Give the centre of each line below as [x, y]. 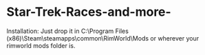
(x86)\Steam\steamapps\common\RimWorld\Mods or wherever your [103, 38]
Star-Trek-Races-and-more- [89, 12]
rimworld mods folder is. [41, 45]
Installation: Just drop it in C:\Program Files [67, 31]
